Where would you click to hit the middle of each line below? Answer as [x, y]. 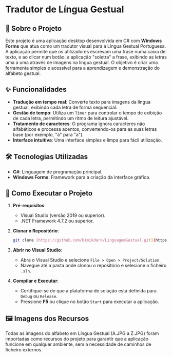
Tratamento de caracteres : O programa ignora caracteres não [79, 124]
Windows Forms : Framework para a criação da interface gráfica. [81, 177]
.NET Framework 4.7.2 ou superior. [57, 221]
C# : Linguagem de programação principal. [58, 172]
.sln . [26, 271]
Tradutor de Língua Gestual [65, 9]
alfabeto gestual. [23, 73]
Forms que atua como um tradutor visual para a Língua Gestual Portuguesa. [86, 46]
